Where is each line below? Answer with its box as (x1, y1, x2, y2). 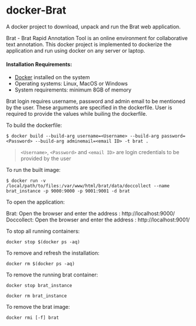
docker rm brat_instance (6, 293, 67, 299)
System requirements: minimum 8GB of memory (14, 86, 132, 93)
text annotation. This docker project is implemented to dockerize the (6, 41, 172, 48)
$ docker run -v (6, 178, 46, 184)
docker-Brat (6, 4, 67, 17)
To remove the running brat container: (6, 271, 98, 278)
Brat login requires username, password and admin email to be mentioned (6, 98, 185, 105)
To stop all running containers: (6, 228, 80, 235)
